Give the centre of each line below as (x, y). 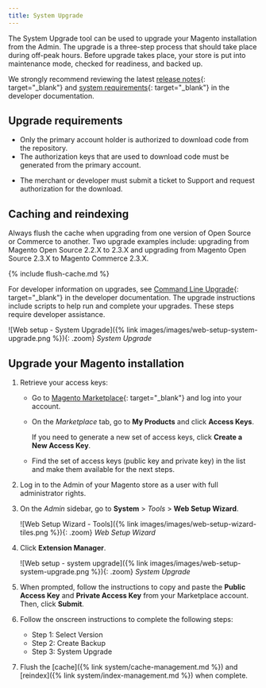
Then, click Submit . (52, 604)
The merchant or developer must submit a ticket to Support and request (137, 180)
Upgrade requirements (66, 121)
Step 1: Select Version (67, 635)
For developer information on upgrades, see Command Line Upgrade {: (124, 289)
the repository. (44, 149)
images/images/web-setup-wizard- (198, 524)
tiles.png (34, 532)
